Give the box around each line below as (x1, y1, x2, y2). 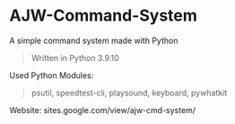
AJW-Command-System (9, 5, 197, 26)
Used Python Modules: (9, 69, 94, 81)
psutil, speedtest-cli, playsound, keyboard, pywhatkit (30, 87, 228, 98)
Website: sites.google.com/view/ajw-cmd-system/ (9, 104, 196, 115)
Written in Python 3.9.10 (30, 52, 119, 63)
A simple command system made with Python (9, 35, 178, 46)
